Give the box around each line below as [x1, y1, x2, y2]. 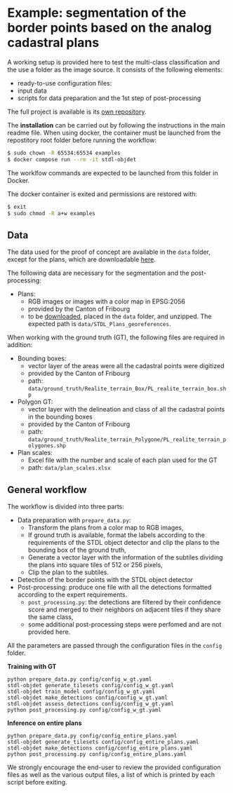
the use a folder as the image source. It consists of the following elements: [7, 65, 223, 74]
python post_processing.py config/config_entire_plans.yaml [7, 751, 187, 758]
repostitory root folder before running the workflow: [7, 135, 157, 144]
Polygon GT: [17, 398, 53, 406]
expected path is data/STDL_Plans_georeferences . [27, 320, 171, 328]
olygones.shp [27, 442, 67, 449]
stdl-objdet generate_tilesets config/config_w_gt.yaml [7, 682, 174, 689]
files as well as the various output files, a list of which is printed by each [7, 771, 215, 779]
